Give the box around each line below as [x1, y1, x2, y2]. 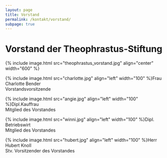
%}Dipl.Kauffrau [5, 101, 39, 107]
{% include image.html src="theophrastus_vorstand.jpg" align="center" [5, 60, 154, 66]
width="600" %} [5, 65, 40, 71]
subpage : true [5, 21, 35, 27]
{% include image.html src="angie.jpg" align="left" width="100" [5, 96, 138, 102]
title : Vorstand [5, 12, 39, 17]
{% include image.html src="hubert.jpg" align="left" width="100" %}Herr [5, 137, 157, 143]
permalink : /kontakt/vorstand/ [5, 17, 71, 22]
